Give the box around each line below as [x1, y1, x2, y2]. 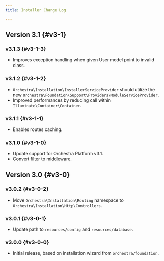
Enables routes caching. [12, 126, 63, 133]
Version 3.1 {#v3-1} [5, 31, 67, 39]
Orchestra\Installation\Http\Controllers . [12, 202, 102, 208]
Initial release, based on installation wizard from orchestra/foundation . [12, 250, 159, 256]
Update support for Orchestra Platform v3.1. [12, 151, 103, 157]
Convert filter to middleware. [12, 156, 72, 162]
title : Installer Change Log [5, 7, 66, 13]
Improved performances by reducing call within [12, 97, 111, 103]
